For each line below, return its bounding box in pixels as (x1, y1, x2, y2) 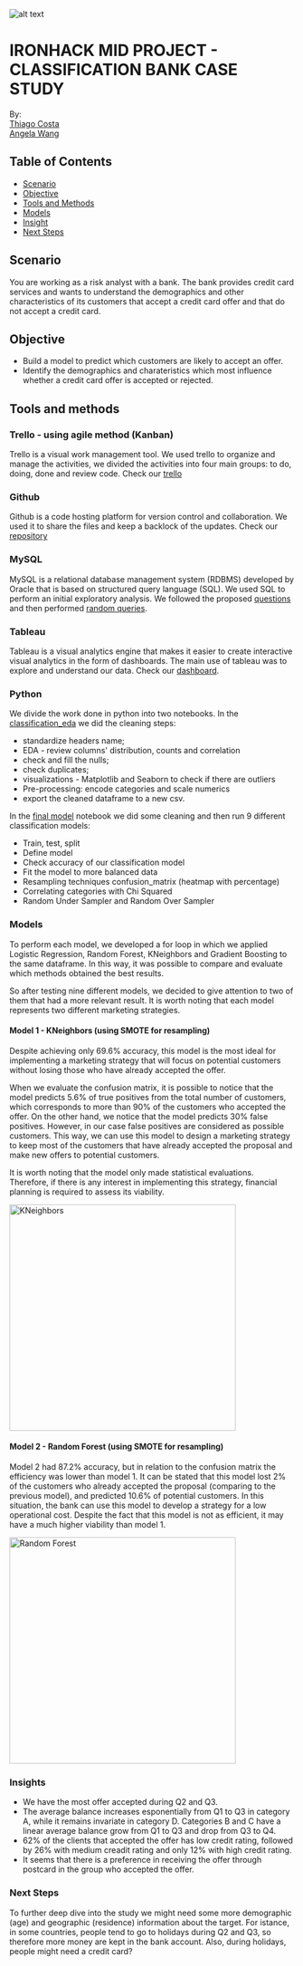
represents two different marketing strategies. (9, 1004, 181, 1015)
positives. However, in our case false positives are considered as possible (9, 1120, 285, 1131)
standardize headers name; (22, 735, 125, 746)
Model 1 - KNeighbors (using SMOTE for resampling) (9, 1025, 211, 1036)
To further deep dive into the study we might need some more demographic (9, 1907, 292, 1918)
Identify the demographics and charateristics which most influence (22, 365, 273, 376)
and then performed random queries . (9, 602, 147, 613)
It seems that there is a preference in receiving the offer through (22, 1855, 262, 1865)
